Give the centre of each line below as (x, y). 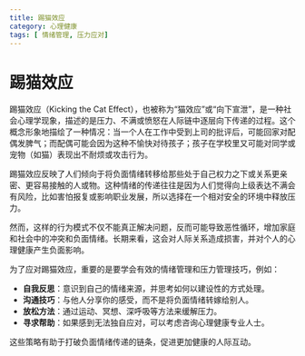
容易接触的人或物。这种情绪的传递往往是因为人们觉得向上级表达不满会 (164, 185)
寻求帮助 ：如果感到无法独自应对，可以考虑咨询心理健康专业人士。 (146, 322)
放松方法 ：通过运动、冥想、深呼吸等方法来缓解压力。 (122, 311)
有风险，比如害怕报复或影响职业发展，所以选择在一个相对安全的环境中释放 (148, 197)
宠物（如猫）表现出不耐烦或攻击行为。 (81, 154)
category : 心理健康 (44, 26)
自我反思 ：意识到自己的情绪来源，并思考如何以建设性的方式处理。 (146, 289)
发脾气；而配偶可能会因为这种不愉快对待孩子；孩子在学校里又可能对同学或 (156, 143)
